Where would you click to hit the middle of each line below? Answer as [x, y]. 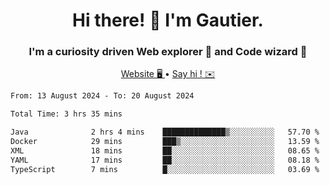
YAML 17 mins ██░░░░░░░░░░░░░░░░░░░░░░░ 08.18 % [165, 160]
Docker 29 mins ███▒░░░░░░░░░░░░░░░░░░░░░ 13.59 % [165, 142]
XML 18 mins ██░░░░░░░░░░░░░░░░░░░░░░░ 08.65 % [165, 150]
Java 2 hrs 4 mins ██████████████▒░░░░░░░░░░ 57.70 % [165, 132]
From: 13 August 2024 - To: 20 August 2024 [102, 96]
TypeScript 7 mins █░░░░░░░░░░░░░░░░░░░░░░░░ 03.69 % [165, 169]
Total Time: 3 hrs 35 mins [66, 114]
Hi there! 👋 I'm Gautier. [168, 20]
